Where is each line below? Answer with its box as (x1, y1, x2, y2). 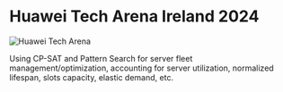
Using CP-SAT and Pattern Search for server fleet (9, 53, 193, 63)
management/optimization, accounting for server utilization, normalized (9, 63, 274, 73)
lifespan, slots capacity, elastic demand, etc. (9, 71, 173, 82)
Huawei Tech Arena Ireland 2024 (9, 6, 260, 27)
